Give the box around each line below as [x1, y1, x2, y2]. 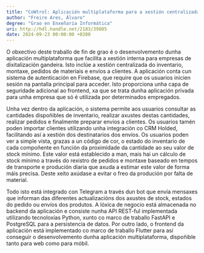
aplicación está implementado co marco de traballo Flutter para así [6, 227, 174, 234]
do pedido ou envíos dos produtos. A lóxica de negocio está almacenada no [6, 201, 197, 209]
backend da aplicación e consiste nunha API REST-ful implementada [6, 207, 178, 215]
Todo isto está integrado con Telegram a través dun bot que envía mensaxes [6, 188, 198, 195]
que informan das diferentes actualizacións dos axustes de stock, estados [6, 195, 192, 202]
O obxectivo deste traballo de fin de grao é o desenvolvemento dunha [6, 48, 181, 55]
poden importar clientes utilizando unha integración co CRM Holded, [6, 125, 178, 132]
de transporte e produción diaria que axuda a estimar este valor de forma [6, 164, 190, 171]
